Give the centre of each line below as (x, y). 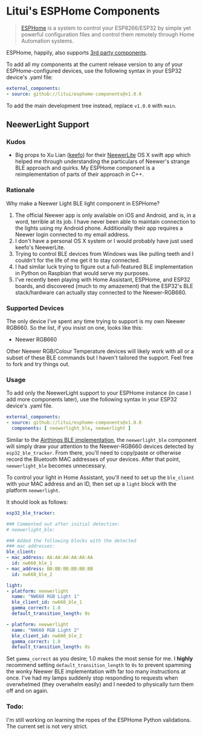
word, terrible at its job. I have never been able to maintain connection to (105, 221)
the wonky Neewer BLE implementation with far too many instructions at (96, 672)
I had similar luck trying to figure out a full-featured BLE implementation (104, 266)
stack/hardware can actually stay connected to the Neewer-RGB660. (101, 292)
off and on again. (27, 691)
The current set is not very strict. (47, 726)
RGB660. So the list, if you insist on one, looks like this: (75, 327)
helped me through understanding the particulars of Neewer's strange (102, 161)
